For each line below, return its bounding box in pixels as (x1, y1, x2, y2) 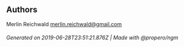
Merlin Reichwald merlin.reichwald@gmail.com (6, 20, 122, 27)
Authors (6, 5, 38, 15)
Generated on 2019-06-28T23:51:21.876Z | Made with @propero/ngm (6, 34, 179, 41)
